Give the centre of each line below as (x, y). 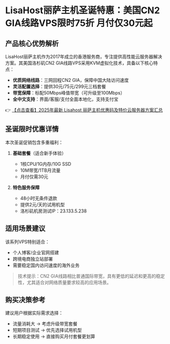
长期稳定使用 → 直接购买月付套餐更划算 (54, 336)
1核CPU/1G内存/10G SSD (46, 164)
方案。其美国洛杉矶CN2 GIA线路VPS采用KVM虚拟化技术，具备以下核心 (79, 63)
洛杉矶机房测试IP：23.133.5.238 (54, 211)
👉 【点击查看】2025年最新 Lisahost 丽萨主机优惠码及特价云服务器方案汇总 (84, 110)
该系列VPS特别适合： (27, 241)
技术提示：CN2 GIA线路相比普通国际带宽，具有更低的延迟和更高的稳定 (91, 276)
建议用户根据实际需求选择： (34, 313)
